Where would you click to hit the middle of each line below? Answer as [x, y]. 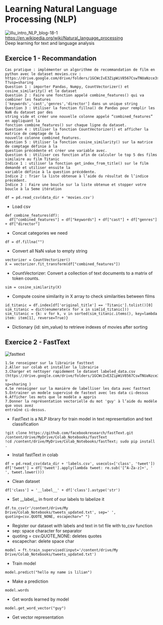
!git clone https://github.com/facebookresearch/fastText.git [69, 433]
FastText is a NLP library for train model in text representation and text [82, 419]
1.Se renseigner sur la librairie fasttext [50, 363]
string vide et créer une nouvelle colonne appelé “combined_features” [79, 116]
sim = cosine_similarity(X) [33, 287]
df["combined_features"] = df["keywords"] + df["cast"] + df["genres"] [83, 220]
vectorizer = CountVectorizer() [38, 260]
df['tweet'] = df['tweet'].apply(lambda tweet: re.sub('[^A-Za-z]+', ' [79, 468]
